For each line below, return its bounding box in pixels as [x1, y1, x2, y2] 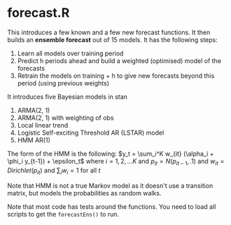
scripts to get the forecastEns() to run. [7, 210, 120, 218]
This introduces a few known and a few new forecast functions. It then [7, 28, 211, 36]
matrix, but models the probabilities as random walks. [7, 189, 162, 197]
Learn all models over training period [17, 49, 124, 57]
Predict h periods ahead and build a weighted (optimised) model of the [17, 56, 222, 64]
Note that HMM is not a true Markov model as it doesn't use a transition [7, 181, 213, 190]
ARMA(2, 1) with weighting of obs [17, 114, 114, 122]
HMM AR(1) [17, 135, 51, 144]
